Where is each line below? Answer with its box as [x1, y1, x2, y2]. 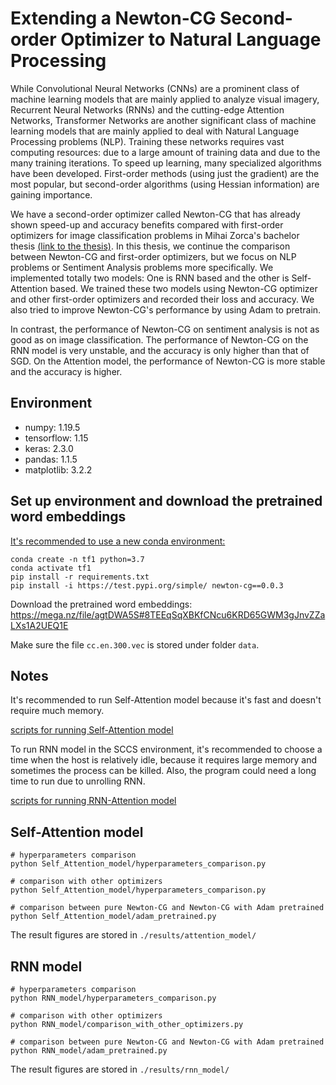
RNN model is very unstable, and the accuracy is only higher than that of [10, 344, 310, 356]
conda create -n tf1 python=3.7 [10, 554, 145, 564]
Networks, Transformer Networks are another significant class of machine [10, 114, 317, 126]
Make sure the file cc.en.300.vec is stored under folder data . [10, 638, 260, 651]
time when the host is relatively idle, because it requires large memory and [10, 754, 318, 766]
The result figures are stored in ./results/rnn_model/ [10, 1063, 230, 1075]
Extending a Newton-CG [10, 7, 217, 30]
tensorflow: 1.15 [24, 432, 89, 444]
